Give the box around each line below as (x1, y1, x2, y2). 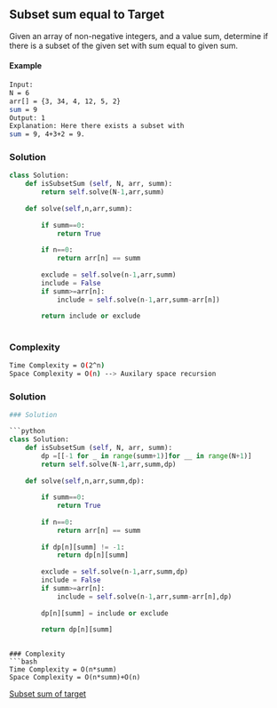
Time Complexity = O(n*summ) (9, 665, 117, 674)
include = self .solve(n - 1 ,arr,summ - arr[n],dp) (56, 591, 233, 601)
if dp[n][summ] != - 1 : (41, 543, 125, 551)
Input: (9, 80, 34, 90)
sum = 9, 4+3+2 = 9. (9, 130, 86, 139)
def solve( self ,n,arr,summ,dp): (25, 476, 145, 486)
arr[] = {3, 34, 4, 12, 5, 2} (9, 97, 122, 106)
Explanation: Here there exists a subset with (9, 122, 185, 131)
